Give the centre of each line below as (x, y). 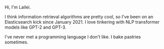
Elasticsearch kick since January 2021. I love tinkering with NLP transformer (82, 22)
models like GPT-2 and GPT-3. (35, 27)
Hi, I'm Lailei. (18, 7)
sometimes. (17, 42)
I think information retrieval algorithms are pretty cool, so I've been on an (79, 17)
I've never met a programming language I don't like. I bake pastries (73, 37)
